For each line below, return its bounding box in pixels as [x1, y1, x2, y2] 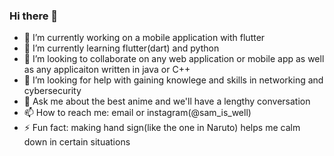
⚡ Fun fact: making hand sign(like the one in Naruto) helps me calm [23, 122, 301, 134]
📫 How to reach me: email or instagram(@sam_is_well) [23, 107, 252, 119]
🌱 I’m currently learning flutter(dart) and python [23, 42, 220, 54]
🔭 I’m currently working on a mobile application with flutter [23, 32, 266, 44]
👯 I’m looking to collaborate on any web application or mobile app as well [23, 53, 325, 65]
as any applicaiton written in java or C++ [23, 64, 191, 76]
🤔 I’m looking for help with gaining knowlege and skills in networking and [23, 74, 324, 86]
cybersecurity [23, 85, 82, 97]
